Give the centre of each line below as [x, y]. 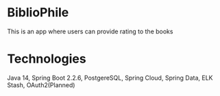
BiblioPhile [38, 13]
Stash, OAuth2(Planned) [41, 85]
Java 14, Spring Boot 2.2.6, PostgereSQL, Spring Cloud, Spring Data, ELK [110, 78]
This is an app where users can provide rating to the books [90, 31]
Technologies [47, 59]
